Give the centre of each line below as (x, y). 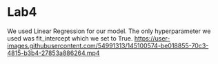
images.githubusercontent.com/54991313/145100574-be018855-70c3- (108, 45)
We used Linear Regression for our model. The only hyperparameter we (109, 31)
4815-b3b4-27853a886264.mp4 (53, 53)
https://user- (152, 38)
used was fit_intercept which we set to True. (70, 38)
